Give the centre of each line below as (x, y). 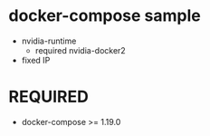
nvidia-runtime (49, 41)
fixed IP (36, 60)
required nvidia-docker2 (80, 50)
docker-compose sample (105, 16)
